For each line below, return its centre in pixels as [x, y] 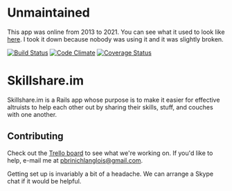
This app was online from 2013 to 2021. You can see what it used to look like [116, 32]
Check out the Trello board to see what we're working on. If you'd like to [110, 153]
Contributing [35, 136]
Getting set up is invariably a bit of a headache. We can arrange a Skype [110, 174]
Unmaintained [48, 13]
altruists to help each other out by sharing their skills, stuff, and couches [110, 107]
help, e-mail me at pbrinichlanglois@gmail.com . [75, 160]
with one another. [32, 114]
